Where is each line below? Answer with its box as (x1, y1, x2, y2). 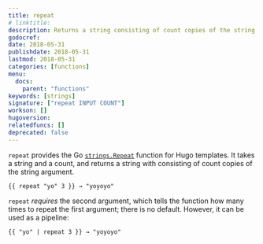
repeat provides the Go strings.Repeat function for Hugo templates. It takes (8, 150, 255, 160)
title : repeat (8, 11, 55, 20)
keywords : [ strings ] (8, 92, 76, 100)
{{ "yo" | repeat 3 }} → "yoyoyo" (8, 227, 122, 236)
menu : (8, 70, 26, 78)
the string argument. (8, 167, 75, 176)
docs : (15, 77, 34, 85)
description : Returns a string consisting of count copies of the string (8, 26, 256, 34)
